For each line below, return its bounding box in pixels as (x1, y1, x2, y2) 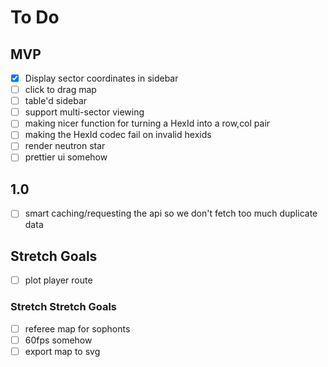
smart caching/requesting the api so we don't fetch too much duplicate (24, 207, 318, 220)
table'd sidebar (24, 95, 88, 107)
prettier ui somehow (24, 151, 108, 163)
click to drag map (24, 84, 97, 96)
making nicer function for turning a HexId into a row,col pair (24, 117, 271, 130)
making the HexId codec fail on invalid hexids (24, 129, 212, 141)
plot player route (24, 274, 93, 286)
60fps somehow (24, 334, 93, 346)
